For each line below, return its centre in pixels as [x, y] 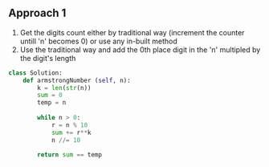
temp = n [52, 103]
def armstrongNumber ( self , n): [77, 80]
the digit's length [48, 58]
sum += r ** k [71, 132]
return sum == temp [70, 155]
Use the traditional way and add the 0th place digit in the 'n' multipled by [140, 49]
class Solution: [35, 73]
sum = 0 [50, 96]
